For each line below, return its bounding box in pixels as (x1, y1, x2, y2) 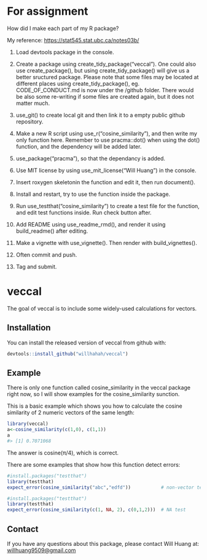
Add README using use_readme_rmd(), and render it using (15, 220, 166, 228)
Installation (7, 322, 51, 333)
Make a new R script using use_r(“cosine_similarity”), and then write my (15, 130, 197, 137)
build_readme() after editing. (15, 227, 88, 235)
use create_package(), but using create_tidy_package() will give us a (15, 66, 190, 74)
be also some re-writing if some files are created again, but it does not (15, 93, 194, 100)
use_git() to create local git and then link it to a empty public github (15, 111, 186, 119)
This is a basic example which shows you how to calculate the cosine (7, 402, 183, 410)
